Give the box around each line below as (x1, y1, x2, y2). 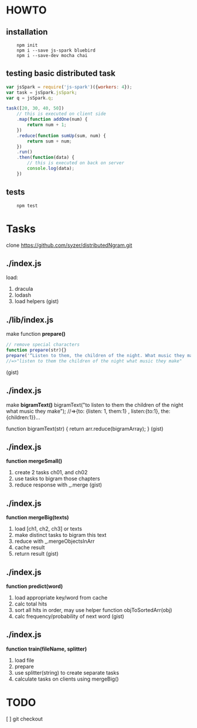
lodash (14, 291, 31, 299)
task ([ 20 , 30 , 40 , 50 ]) (6, 106, 64, 111)
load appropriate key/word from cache (14, 594, 108, 601)
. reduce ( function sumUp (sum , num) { (16, 132, 107, 138)
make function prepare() (6, 331, 66, 338)
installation (6, 27, 48, 37)
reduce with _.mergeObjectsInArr (14, 538, 95, 545)
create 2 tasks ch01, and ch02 (14, 469, 88, 476)
